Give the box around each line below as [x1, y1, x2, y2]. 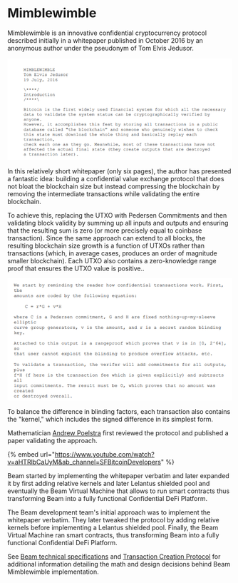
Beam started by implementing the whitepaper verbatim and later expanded [7, 472, 229, 480]
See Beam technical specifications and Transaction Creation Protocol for [7, 552, 221, 561]
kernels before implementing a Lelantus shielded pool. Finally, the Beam [7, 523, 219, 532]
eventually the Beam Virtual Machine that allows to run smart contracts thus [7, 487, 230, 495]
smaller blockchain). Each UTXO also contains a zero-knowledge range [7, 256, 217, 265]
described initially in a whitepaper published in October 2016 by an [7, 36, 203, 44]
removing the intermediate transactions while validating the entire [7, 189, 200, 198]
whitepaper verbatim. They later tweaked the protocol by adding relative [7, 516, 219, 524]
